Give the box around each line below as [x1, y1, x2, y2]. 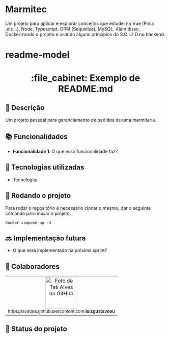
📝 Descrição [5, 103, 45, 112]
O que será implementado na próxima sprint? [12, 247, 107, 253]
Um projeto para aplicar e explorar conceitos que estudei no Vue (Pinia [5, 20, 154, 26]
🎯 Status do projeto [5, 324, 67, 333]
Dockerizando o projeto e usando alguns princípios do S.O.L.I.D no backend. [5, 31, 165, 37]
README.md [58, 83, 114, 95]
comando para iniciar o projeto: [5, 210, 71, 216]
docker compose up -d [5, 220, 51, 225]
